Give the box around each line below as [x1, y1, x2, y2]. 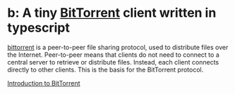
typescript [7, 20, 71, 36]
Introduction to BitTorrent [7, 79, 80, 87]
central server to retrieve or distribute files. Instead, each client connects [7, 58, 219, 66]
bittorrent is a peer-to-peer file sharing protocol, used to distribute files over [7, 43, 229, 51]
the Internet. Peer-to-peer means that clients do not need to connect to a [7, 51, 220, 59]
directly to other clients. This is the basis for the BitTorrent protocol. [7, 65, 204, 74]
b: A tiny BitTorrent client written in [7, 5, 217, 21]
